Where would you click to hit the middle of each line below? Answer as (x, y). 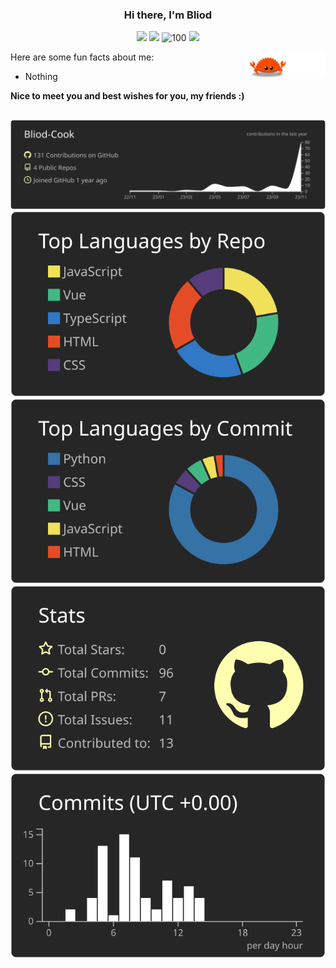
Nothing (41, 77)
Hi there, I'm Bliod (168, 15)
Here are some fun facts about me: (82, 57)
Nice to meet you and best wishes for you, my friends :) (127, 96)
